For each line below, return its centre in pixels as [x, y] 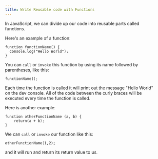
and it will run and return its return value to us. [51, 152]
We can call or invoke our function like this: [49, 134]
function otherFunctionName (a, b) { [43, 117]
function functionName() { [32, 47]
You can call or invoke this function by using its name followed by [71, 64]
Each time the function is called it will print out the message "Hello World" [79, 88]
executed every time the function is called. [48, 98]
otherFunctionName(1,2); [30, 143]
